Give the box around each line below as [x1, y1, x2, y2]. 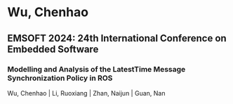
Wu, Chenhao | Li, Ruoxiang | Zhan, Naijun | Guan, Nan [7, 89, 166, 97]
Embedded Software [7, 43, 99, 55]
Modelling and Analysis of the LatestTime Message [7, 64, 186, 74]
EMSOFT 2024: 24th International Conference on [7, 32, 227, 44]
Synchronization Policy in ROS [7, 73, 113, 83]
